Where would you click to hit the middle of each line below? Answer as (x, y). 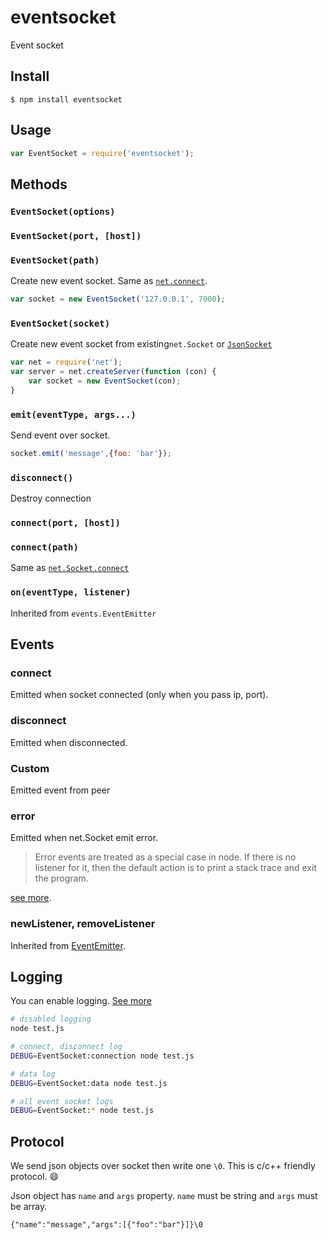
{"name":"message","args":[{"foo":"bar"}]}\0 (106, 1225)
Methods (39, 184)
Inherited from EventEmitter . (68, 945)
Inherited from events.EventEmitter (83, 613)
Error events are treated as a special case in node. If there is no (165, 857)
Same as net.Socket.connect (70, 568)
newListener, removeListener (83, 924)
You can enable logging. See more (81, 1001)
